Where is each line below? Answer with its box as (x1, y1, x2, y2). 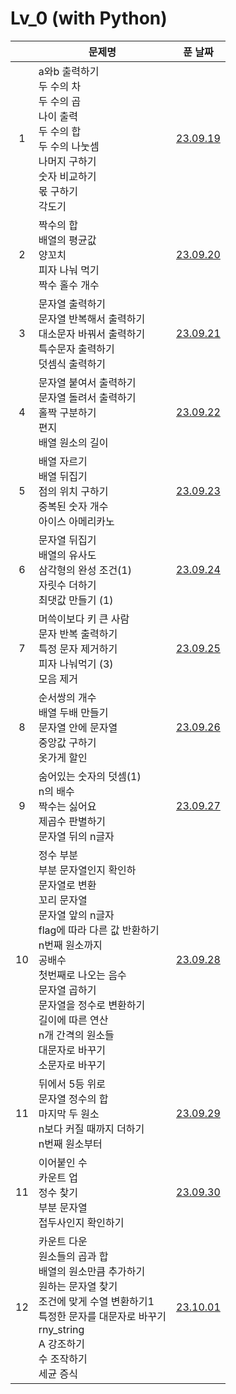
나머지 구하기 (38, 154, 97, 168)
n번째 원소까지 (38, 938, 103, 952)
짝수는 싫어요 (38, 799, 97, 813)
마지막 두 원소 (38, 1107, 100, 1121)
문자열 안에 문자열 (38, 720, 118, 734)
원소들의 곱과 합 (38, 1249, 109, 1263)
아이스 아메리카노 (38, 514, 115, 528)
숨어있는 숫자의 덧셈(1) (38, 769, 142, 783)
